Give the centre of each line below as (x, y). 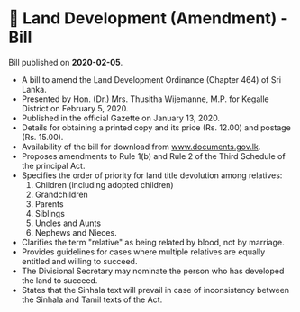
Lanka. (34, 89)
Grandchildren (62, 194)
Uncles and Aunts (68, 223)
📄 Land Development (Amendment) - (149, 18)
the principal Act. (53, 165)
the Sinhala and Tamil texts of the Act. (92, 299)
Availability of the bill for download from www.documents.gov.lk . (141, 147)
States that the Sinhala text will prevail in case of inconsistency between (155, 290)
